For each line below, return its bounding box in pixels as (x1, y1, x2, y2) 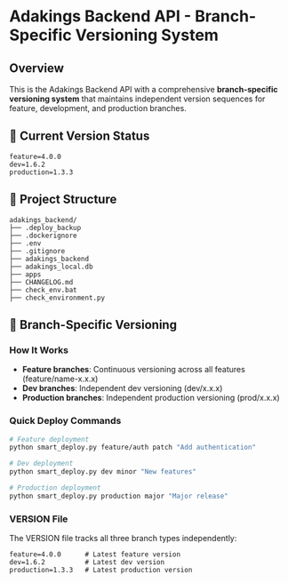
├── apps (9, 269, 42, 279)
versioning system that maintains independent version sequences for (9, 93, 266, 104)
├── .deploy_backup (9, 223, 82, 232)
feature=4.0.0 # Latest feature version (9, 550, 180, 559)
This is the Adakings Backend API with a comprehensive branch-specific (9, 84, 278, 94)
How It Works (9, 344, 69, 356)
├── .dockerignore (9, 231, 77, 240)
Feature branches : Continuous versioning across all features (21, 364, 246, 375)
